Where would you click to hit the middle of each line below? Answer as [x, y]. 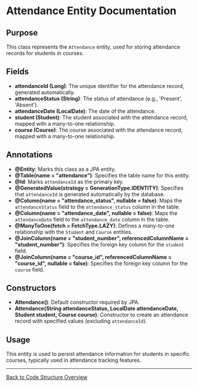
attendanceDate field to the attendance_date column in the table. [92, 219]
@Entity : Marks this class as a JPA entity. [65, 169]
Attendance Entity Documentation [91, 11]
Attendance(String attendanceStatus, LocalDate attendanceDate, [96, 309]
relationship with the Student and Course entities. [73, 232]
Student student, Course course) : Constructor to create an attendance [101, 315]
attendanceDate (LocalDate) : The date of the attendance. [85, 111]
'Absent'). [26, 105]
